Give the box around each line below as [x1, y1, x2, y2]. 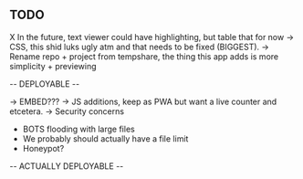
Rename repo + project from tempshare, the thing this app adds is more [9, 50, 279, 62]
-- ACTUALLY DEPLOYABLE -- [9, 160, 124, 172]
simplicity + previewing [9, 60, 98, 71]
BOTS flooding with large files [22, 123, 135, 134]
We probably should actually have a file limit [22, 132, 189, 144]
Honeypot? [22, 142, 65, 153]
